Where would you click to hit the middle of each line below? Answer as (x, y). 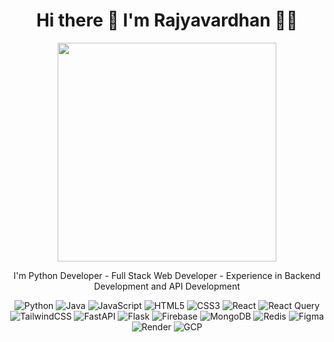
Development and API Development (167, 286)
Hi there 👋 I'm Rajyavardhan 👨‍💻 (167, 20)
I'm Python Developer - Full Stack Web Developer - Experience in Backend (167, 275)
